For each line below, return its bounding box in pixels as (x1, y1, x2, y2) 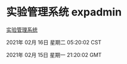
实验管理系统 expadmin (6, 5, 122, 19)
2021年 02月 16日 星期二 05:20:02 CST (6, 39, 102, 46)
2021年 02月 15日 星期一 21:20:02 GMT (6, 51, 102, 58)
